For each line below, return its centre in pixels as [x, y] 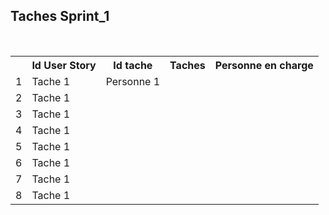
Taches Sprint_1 [60, 16]
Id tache [133, 65]
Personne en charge [264, 65]
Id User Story [64, 65]
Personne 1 [133, 81]
